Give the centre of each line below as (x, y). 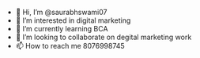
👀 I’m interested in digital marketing (73, 20)
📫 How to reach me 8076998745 (70, 46)
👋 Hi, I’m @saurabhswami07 (61, 12)
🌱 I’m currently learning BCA (62, 29)
